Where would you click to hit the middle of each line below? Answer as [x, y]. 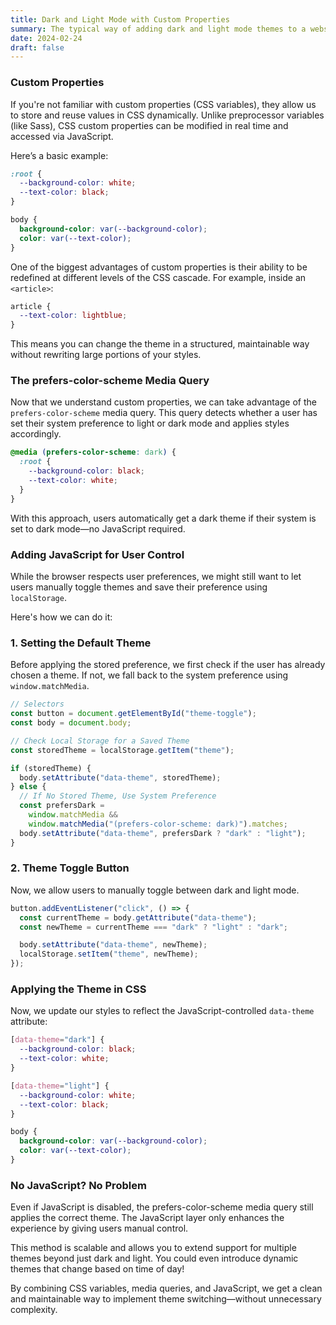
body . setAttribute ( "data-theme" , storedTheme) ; [120, 777]
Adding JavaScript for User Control [97, 554]
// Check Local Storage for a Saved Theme [100, 741]
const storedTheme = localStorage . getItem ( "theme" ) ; [122, 750]
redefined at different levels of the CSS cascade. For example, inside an [158, 277]
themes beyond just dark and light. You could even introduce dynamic [154, 1258]
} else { [28, 787]
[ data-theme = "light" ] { [60, 1086]
